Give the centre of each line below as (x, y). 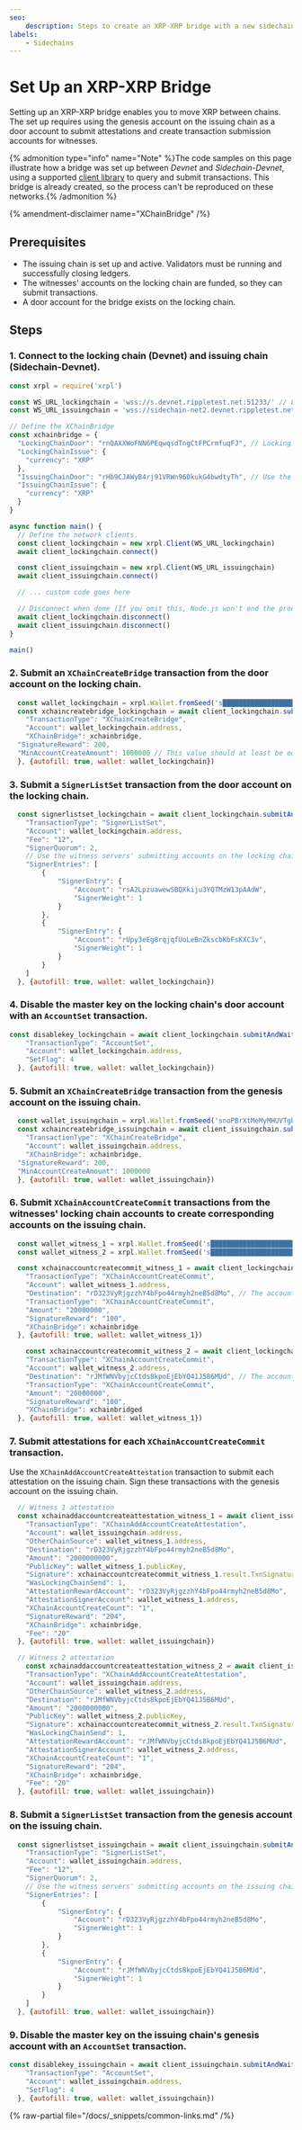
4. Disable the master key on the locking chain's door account (147, 1005)
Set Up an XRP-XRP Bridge (111, 87)
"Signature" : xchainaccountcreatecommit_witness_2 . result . (138, 1725)
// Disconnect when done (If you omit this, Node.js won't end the (147, 609)
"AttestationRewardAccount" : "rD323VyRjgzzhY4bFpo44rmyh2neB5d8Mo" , (156, 1592)
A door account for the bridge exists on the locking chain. (129, 302)
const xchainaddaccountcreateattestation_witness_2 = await (140, 1666)
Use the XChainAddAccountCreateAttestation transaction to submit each (142, 1472)
